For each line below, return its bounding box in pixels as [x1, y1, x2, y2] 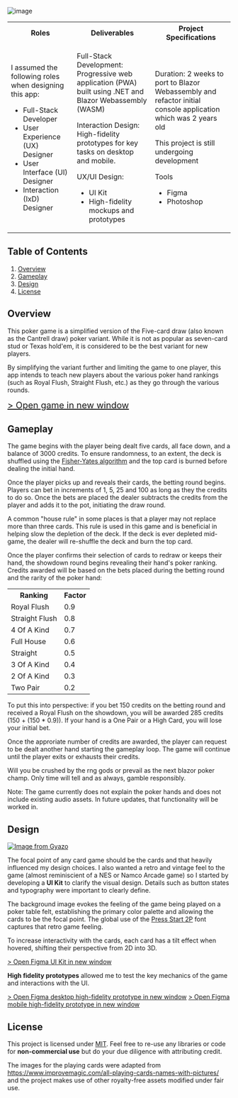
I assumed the [11, 62, 58, 72]
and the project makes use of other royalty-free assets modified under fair [7, 1076, 225, 1085]
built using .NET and [76, 87, 144, 96]
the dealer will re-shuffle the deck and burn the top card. [27, 537, 193, 546]
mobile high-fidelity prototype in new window [7, 1000, 140, 1009]
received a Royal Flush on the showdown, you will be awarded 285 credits [7, 709, 224, 717]
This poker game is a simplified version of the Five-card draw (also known [7, 327, 224, 335]
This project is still [154, 138, 215, 148]
